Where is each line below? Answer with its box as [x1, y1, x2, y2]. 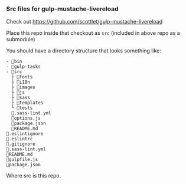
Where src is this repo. [6, 172, 61, 179]
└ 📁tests [11, 105, 33, 111]
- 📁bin [6, 58, 22, 65]
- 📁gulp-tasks [6, 64, 41, 70]
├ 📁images [11, 84, 35, 90]
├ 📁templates [11, 100, 44, 106]
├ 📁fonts [11, 74, 33, 80]
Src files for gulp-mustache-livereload [6, 5, 119, 13]
